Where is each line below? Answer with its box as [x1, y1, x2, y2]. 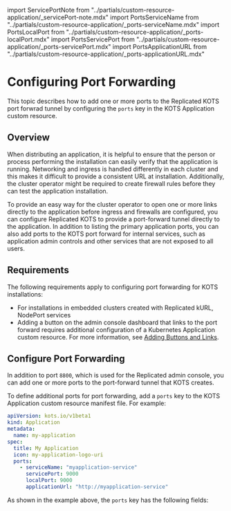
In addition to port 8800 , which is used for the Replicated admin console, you [7, 371, 225, 380]
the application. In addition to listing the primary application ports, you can [7, 222, 219, 230]
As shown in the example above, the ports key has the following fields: [7, 496, 209, 504]
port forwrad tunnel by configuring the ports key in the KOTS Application [7, 104, 215, 113]
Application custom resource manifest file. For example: [7, 399, 167, 407]
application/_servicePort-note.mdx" [7, 13, 109, 21]
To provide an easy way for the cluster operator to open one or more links [7, 200, 218, 208]
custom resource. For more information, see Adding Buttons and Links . [17, 333, 219, 341]
